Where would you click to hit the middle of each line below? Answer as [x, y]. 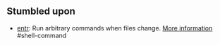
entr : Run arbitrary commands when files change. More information [115, 28]
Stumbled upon [41, 11]
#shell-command [42, 35]
